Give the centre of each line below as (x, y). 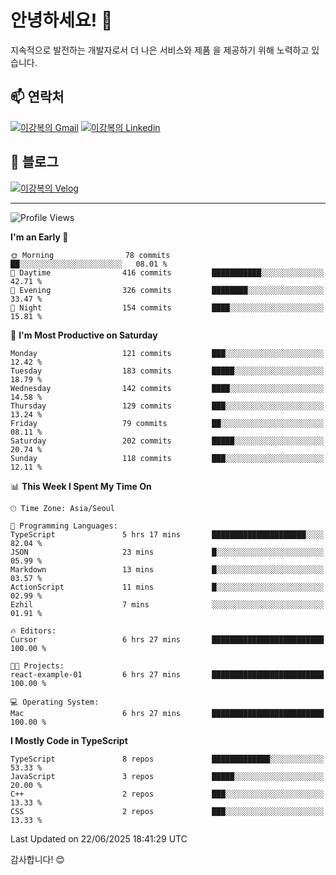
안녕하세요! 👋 (61, 20)
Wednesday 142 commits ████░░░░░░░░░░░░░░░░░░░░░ (167, 388)
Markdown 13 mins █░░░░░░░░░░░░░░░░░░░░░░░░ (167, 569)
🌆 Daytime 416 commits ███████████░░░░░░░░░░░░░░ (167, 272)
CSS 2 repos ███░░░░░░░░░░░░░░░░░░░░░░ (167, 811)
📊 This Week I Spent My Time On (81, 486)
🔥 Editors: (33, 631)
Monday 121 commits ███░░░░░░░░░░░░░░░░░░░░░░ (167, 353)
